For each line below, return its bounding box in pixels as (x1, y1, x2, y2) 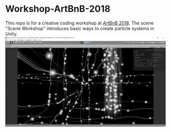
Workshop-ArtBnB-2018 (5, 3, 110, 15)
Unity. (5, 31, 18, 37)
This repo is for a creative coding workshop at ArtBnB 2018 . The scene (5, 20, 154, 26)
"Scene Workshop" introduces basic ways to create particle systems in (5, 25, 154, 31)
